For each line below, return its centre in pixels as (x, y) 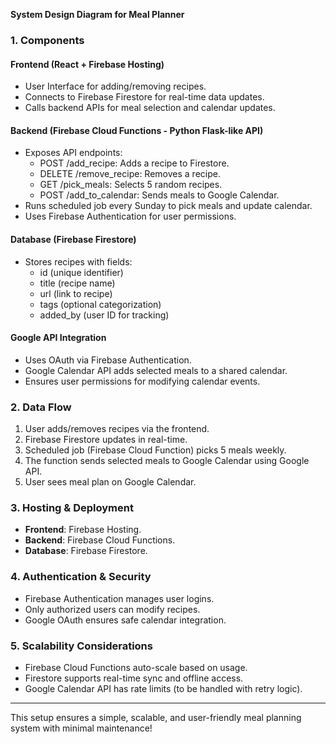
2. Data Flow (41, 407)
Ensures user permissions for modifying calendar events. (142, 381)
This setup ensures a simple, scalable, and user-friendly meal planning (156, 717)
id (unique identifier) (81, 272)
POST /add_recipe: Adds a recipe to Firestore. (134, 163)
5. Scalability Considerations (81, 646)
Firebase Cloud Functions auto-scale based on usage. (136, 667)
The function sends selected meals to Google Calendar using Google (167, 461)
